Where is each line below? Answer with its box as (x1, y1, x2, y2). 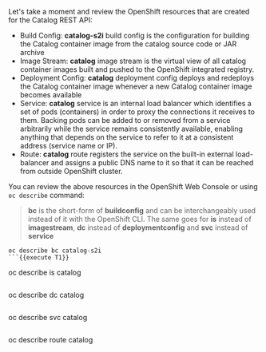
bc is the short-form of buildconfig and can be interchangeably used (27, 206, 256, 215)
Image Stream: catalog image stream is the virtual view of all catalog (19, 56, 246, 65)
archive (19, 48, 46, 57)
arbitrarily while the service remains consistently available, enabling (19, 124, 244, 133)
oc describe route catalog (8, 335, 93, 344)
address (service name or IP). (19, 141, 118, 150)
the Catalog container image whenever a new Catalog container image (19, 81, 252, 91)
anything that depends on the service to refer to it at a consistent (19, 132, 234, 142)
